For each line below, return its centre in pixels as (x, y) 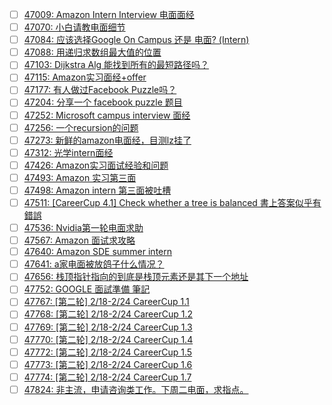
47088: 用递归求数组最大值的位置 (92, 52)
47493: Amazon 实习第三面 (80, 177)
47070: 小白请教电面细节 (74, 27)
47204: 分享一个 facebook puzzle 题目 (103, 102)
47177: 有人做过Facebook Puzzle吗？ (100, 90)
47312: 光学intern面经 (68, 152)
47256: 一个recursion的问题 (81, 127)
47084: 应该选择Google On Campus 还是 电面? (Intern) (136, 40)
